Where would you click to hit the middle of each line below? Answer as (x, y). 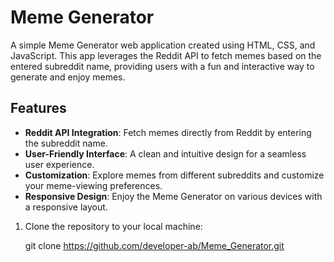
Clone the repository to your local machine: (113, 226)
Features (38, 108)
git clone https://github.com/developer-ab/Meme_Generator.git (154, 245)
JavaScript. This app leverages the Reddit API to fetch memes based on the (166, 55)
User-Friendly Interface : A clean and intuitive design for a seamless (165, 153)
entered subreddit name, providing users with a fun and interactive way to (162, 66)
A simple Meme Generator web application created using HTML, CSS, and (163, 45)
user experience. (59, 164)
